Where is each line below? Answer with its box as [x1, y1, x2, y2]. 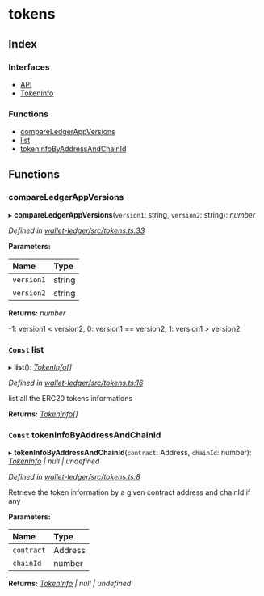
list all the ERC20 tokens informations [8, 394, 133, 404]
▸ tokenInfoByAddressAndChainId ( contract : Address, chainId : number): [8, 448, 252, 458]
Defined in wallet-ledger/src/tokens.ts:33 [8, 226, 145, 235]
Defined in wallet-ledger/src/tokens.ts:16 [8, 378, 144, 388]
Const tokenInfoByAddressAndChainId [8, 429, 161, 441]
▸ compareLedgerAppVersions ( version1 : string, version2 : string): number [8, 209, 256, 219]
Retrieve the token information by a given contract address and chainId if [8, 488, 251, 497]
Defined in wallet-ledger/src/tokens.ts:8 [8, 472, 141, 482]
